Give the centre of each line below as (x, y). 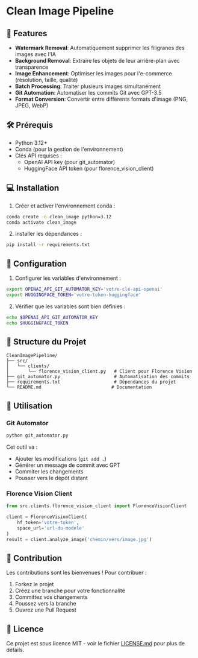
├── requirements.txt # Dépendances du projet (91, 382)
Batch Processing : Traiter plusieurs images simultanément (88, 86)
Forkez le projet (34, 584)
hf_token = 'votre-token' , (48, 522)
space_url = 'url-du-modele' (51, 528)
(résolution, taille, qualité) (46, 80)
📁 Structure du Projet (46, 342)
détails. (15, 650)
